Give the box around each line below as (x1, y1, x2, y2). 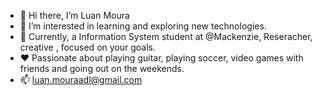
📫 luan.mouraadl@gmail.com (19, 74, 143, 85)
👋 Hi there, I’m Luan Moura (19, 10, 130, 21)
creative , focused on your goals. (19, 41, 157, 53)
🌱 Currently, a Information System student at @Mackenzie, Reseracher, (19, 31, 313, 42)
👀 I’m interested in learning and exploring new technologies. (19, 20, 267, 32)
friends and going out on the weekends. (19, 63, 185, 74)
